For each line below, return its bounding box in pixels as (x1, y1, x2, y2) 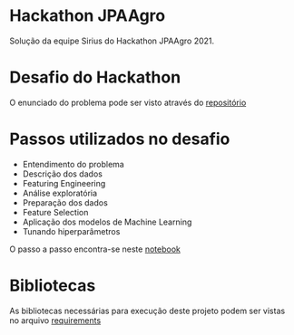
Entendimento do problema (22, 158, 124, 169)
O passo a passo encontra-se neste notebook (9, 244, 181, 254)
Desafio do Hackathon (9, 67, 181, 88)
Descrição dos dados (22, 168, 103, 179)
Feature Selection (22, 206, 89, 217)
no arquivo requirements (9, 314, 102, 326)
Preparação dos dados (22, 196, 109, 208)
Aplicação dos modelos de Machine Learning (22, 216, 192, 227)
